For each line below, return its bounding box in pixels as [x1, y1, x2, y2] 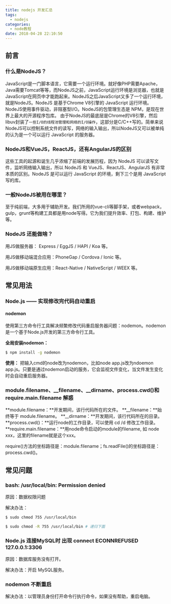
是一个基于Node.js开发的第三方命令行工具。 [5, 329, 98, 335]
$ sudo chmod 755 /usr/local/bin [5, 515, 77, 520]
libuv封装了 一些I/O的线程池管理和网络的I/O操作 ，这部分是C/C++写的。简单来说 [5, 118, 163, 125]
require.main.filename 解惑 [5, 394, 74, 401]
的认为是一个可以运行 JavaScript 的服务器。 [5, 131, 98, 138]
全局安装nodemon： [5, 340, 48, 346]
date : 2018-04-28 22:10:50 [5, 31, 63, 36]
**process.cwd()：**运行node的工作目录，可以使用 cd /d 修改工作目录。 [5, 419, 158, 426]
